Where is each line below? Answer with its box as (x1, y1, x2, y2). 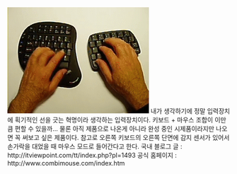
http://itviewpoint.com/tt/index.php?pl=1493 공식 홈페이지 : (7, 151, 177, 159)
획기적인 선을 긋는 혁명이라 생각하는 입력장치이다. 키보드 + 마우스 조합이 (14, 116, 214, 124)
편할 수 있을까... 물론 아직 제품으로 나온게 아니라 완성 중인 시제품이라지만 (14, 124, 214, 133)
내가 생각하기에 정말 (150, 107, 206, 115)
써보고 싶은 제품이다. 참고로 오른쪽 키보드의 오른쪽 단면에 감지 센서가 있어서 (22, 134, 230, 141)
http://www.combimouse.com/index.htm (7, 159, 125, 167)
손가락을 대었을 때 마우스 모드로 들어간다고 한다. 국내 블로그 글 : (7, 142, 183, 151)
